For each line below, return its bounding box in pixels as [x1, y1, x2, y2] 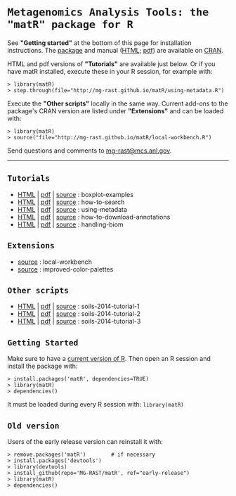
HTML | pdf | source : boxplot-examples [17, 190, 133, 198]
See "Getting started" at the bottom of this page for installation [7, 38, 192, 47]
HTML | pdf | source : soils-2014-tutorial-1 [17, 302, 140, 311]
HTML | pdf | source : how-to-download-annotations [17, 212, 171, 221]
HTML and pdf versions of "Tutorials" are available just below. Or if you [7, 59, 216, 68]
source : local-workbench [17, 257, 93, 266]
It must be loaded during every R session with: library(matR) [7, 400, 185, 409]
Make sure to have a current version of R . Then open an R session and [7, 355, 211, 363]
